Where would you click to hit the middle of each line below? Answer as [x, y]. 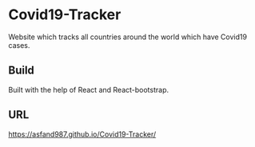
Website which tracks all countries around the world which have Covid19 [128, 37]
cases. [19, 45]
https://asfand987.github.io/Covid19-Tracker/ [82, 134]
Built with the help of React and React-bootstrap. [89, 89]
